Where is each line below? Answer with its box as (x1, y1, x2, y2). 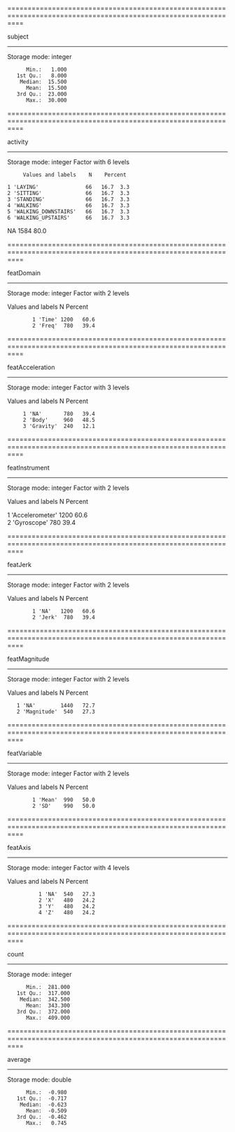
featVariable (7, 749, 42, 757)
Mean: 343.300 (25, 1002, 71, 1009)
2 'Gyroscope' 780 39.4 (7, 519, 76, 526)
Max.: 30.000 (25, 97, 68, 104)
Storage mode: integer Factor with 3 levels (7, 383, 130, 392)
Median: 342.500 (20, 996, 71, 1003)
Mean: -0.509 (25, 1107, 68, 1114)
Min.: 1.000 (25, 66, 68, 73)
